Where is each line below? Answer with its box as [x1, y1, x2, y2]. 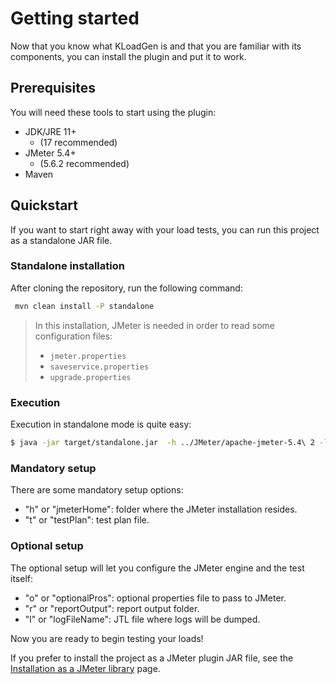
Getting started [10, 7, 140, 30]
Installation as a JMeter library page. [10, 662, 161, 674]
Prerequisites [10, 80, 96, 97]
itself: [10, 572, 33, 584]
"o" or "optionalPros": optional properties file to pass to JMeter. [24, 592, 287, 604]
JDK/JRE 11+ [24, 125, 77, 137]
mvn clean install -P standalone [14, 301, 155, 311]
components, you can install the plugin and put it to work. [10, 50, 247, 62]
